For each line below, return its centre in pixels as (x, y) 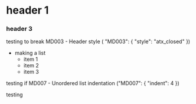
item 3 (31, 72)
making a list (30, 53)
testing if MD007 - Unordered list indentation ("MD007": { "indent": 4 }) (93, 83)
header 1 (27, 10)
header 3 (19, 29)
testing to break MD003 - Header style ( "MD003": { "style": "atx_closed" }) (98, 41)
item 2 (31, 66)
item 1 (31, 59)
